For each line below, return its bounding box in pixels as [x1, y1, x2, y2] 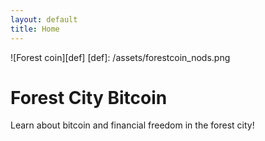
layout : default [10, 14, 78, 25]
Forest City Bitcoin [10, 86, 168, 109]
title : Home [10, 24, 60, 34]
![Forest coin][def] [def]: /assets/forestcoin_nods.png [10, 51, 231, 63]
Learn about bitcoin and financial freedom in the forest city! [10, 119, 255, 131]
